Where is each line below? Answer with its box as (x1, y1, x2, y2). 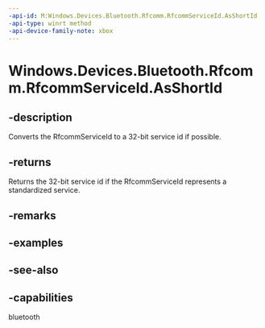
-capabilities (8, 291, 74, 305)
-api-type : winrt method (8, 19, 92, 27)
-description (8, 110, 72, 124)
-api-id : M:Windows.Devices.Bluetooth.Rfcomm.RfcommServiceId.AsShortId (8, 11, 258, 20)
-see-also (8, 264, 59, 277)
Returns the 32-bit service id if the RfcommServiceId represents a (8, 176, 227, 186)
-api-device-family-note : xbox (8, 27, 114, 35)
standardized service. (8, 185, 81, 195)
